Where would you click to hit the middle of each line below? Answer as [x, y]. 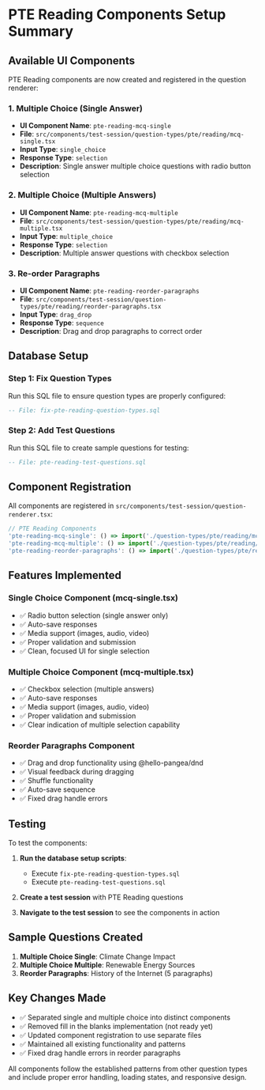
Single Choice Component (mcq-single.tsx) [93, 598]
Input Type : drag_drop [56, 314]
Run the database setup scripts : [73, 858]
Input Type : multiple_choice [66, 236]
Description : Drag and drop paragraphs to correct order [111, 331]
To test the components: [48, 843]
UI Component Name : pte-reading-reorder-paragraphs [109, 290]
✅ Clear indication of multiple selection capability [100, 725]
